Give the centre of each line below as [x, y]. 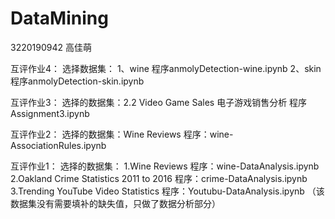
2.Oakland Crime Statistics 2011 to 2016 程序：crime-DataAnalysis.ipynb [159, 178]
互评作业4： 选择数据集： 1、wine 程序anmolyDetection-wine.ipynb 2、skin [166, 68]
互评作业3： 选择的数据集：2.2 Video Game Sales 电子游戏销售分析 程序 [159, 102]
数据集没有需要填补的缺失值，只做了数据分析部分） [115, 203]
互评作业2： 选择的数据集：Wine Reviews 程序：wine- [122, 134]
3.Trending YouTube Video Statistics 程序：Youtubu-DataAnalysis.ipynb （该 [167, 191]
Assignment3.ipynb [50, 113]
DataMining [59, 18]
